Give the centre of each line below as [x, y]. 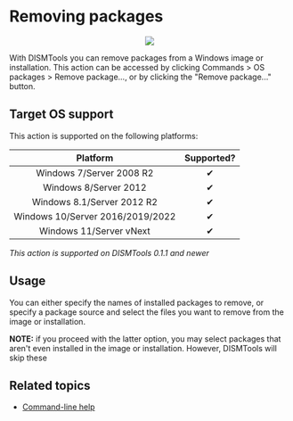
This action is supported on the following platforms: [104, 136]
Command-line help [58, 407]
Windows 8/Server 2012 [95, 187]
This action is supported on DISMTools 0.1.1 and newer [109, 252]
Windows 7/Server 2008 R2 [94, 173]
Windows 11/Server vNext [94, 231]
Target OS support [61, 115]
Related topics [50, 385]
